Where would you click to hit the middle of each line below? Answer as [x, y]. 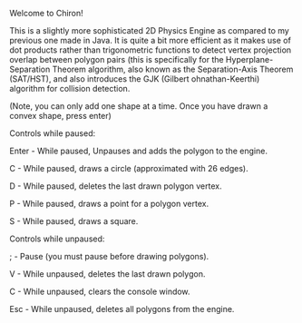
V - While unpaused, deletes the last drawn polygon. [107, 274]
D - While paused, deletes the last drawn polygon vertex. [116, 186]
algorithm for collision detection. [70, 88]
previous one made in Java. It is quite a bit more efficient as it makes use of [151, 40]
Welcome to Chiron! [46, 13]
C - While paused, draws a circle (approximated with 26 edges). [129, 168]
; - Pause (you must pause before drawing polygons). [109, 256]
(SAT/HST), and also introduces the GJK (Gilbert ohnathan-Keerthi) [135, 79]
